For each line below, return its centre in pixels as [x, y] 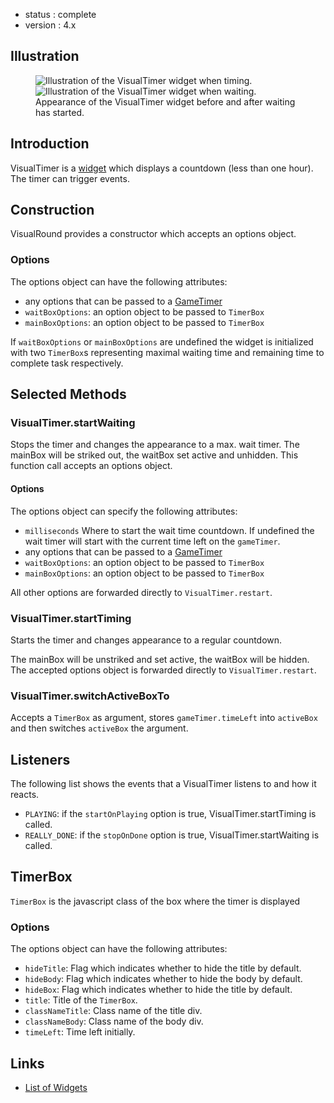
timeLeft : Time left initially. [80, 1032]
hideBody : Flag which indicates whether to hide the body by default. [163, 979]
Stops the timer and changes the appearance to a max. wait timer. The [155, 445]
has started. [60, 112]
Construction [52, 210]
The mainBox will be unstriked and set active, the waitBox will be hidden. [160, 659]
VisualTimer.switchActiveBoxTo [90, 696]
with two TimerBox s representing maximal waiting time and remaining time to [167, 352]
